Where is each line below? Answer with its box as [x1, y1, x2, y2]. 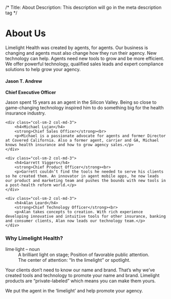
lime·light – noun [5, 246, 40, 252]
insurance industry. [5, 110, 46, 117]
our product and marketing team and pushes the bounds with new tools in [5, 178, 166, 183]
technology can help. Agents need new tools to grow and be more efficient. [5, 55, 165, 61]
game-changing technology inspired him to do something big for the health [5, 105, 164, 111]
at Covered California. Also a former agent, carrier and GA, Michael [5, 138, 159, 143]
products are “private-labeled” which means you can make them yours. [5, 278, 156, 284]
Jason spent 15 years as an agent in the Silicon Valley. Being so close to [5, 99, 157, 105]
